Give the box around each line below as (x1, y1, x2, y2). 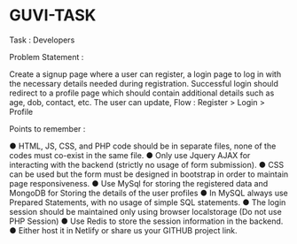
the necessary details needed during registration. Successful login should (9, 78, 279, 88)
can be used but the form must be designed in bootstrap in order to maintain (9, 169, 289, 179)
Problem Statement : (9, 51, 84, 62)
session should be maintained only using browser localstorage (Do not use (9, 206, 282, 217)
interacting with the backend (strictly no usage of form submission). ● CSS (9, 159, 285, 170)
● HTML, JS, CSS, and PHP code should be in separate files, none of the (9, 141, 277, 151)
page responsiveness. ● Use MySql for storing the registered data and (9, 178, 269, 188)
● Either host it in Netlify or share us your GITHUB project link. (9, 225, 238, 235)
